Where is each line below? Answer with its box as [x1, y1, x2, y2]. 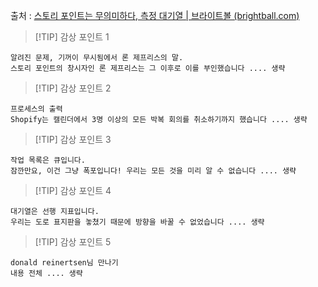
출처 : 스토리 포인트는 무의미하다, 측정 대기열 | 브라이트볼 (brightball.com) [10, 10, 300, 21]
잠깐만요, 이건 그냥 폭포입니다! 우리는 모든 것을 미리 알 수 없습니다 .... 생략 [10, 166, 297, 176]
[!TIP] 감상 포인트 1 [34, 31, 110, 43]
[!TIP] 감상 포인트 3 [34, 134, 112, 145]
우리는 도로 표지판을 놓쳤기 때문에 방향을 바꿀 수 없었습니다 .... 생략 [10, 217, 265, 227]
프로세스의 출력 [10, 104, 63, 114]
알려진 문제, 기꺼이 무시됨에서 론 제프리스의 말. [10, 53, 184, 63]
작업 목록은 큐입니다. [10, 155, 86, 165]
